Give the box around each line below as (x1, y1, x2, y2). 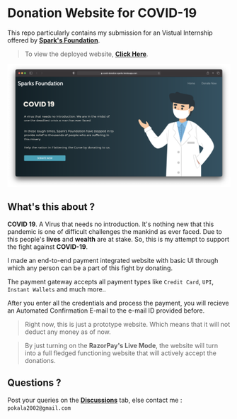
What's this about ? (7, 201, 96, 213)
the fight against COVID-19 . (7, 242, 88, 251)
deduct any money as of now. (24, 328, 111, 336)
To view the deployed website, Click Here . (24, 50, 149, 58)
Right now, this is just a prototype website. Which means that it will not (24, 320, 231, 328)
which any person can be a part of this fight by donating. (7, 264, 173, 272)
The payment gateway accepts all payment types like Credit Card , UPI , (7, 277, 214, 286)
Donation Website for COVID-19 (7, 5, 197, 21)
